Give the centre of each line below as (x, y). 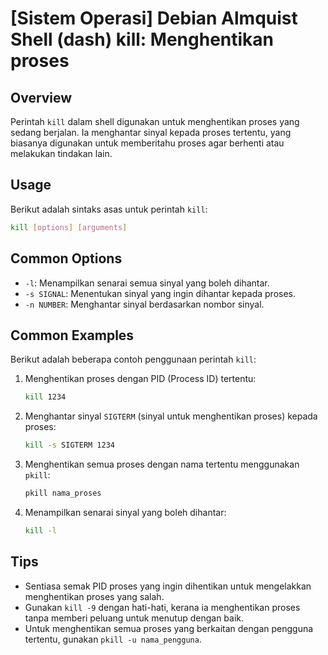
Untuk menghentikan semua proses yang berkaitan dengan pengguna (169, 628)
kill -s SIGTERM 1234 (70, 445)
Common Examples (72, 335)
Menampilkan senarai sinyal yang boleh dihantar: (125, 512)
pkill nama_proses (63, 493)
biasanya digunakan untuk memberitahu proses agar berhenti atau (147, 143)
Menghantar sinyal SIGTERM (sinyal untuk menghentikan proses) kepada (171, 416)
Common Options (66, 258)
